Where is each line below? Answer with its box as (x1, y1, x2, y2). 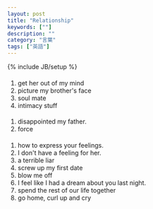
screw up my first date (17, 163, 83, 172)
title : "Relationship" (7, 17, 74, 24)
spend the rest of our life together (17, 186, 116, 194)
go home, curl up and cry (17, 193, 92, 202)
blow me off (17, 171, 53, 179)
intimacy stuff (17, 101, 58, 109)
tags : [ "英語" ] (7, 43, 50, 50)
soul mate (17, 93, 47, 102)
